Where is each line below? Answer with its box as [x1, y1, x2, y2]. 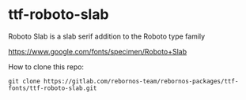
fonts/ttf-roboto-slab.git [8, 84, 97, 92]
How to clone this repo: [8, 61, 85, 72]
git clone [8, 77, 41, 85]
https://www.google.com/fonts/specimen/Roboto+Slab [8, 46, 187, 56]
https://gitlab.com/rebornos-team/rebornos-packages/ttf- [43, 77, 239, 85]
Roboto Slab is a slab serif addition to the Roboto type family [8, 31, 206, 41]
